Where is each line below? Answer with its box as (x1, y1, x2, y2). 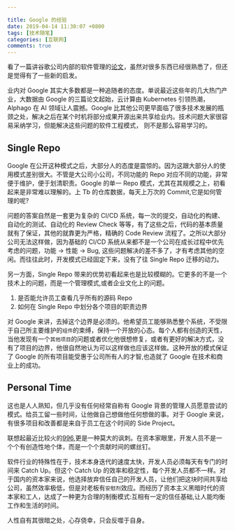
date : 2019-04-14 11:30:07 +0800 (7, 22, 105, 30)
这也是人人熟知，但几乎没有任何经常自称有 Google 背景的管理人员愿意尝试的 (7, 401, 228, 410)
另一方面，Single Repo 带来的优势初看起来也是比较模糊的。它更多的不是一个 (7, 270, 227, 278)
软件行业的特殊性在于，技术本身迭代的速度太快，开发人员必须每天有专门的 (7, 457, 222, 466)
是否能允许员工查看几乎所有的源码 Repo (17, 294, 133, 302)
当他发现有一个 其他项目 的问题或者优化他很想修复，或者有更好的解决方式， (7, 334, 218, 343)
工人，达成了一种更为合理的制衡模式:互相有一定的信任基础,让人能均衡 (25, 492, 226, 501)
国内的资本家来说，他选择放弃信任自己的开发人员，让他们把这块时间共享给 (13, 474, 228, 483)
